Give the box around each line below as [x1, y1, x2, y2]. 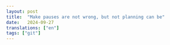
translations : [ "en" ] [6, 25, 60, 31]
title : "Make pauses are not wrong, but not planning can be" [6, 14, 165, 20]
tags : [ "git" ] [6, 30, 41, 36]
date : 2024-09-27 [6, 19, 54, 25]
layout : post [6, 8, 38, 15]
